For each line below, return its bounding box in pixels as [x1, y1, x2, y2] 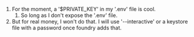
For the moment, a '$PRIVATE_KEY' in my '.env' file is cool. [11, 6, 156, 12]
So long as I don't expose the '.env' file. [20, 12, 118, 19]
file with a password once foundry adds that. [11, 24, 122, 31]
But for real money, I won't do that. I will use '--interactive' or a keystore [11, 18, 189, 25]
